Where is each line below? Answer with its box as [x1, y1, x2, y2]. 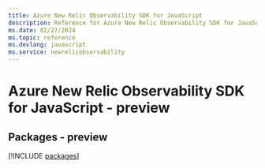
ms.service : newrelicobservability [8, 48, 125, 56]
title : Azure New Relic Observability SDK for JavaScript [8, 11, 203, 20]
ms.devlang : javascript [8, 41, 87, 49]
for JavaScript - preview [8, 99, 170, 117]
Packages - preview [8, 130, 108, 144]
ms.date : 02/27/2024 [8, 26, 77, 34]
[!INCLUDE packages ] [8, 151, 80, 160]
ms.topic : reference [8, 33, 77, 42]
